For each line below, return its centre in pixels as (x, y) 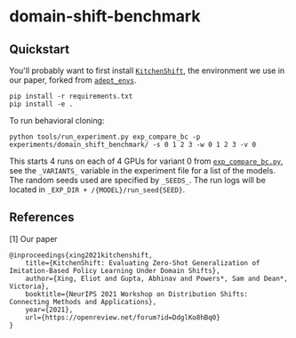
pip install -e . (41, 104)
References (42, 217)
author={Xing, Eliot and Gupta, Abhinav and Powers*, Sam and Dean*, (157, 278)
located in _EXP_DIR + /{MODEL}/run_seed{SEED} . (97, 189)
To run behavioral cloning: (57, 121)
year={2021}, (49, 310)
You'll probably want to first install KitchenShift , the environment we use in (147, 70)
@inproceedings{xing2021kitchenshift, (81, 255)
